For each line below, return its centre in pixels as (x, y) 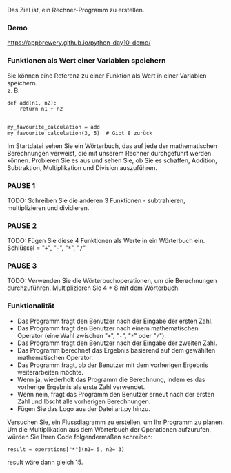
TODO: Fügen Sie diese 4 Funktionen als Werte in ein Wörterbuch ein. (106, 241)
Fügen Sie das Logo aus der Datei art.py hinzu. (83, 408)
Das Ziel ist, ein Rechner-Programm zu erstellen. (76, 10)
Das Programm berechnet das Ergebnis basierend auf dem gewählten (116, 350)
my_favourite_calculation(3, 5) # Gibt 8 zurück (80, 133)
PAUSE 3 (22, 266)
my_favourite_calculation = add (53, 127)
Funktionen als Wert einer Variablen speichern (87, 61)
